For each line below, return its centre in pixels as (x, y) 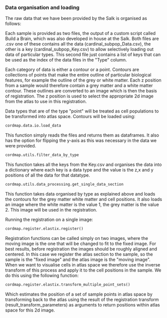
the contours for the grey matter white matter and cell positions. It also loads (84, 199)
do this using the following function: (42, 275)
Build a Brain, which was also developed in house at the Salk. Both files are (82, 38)
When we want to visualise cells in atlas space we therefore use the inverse (83, 264)
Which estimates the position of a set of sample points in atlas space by (79, 294)
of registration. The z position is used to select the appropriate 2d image (79, 96)
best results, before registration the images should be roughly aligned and (81, 248)
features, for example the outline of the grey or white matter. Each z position (83, 80)
